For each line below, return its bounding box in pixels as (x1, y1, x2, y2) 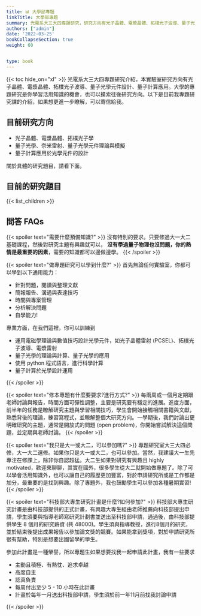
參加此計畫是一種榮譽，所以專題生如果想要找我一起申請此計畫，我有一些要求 (6, 548, 195, 555)
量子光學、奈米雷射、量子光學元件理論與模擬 (14, 142, 126, 149)
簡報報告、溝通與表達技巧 (14, 289, 78, 296)
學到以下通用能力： (11, 269, 59, 276)
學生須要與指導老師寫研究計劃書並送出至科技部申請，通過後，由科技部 (16, 513, 190, 521)
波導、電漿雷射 (20, 344, 57, 351)
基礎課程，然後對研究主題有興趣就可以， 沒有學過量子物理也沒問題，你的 (6, 241, 186, 248)
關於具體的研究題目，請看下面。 (6, 162, 85, 169)
